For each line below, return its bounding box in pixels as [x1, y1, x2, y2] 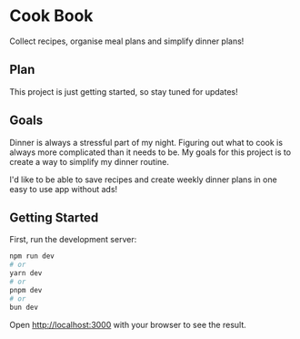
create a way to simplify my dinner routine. [9, 156, 170, 167]
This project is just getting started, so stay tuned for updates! [9, 86, 238, 97]
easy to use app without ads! [9, 183, 118, 194]
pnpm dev [9, 285, 43, 294]
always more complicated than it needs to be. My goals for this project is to [9, 147, 292, 158]
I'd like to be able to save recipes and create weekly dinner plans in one [9, 174, 277, 185]
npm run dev [9, 252, 55, 261]
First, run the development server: [9, 234, 137, 245]
